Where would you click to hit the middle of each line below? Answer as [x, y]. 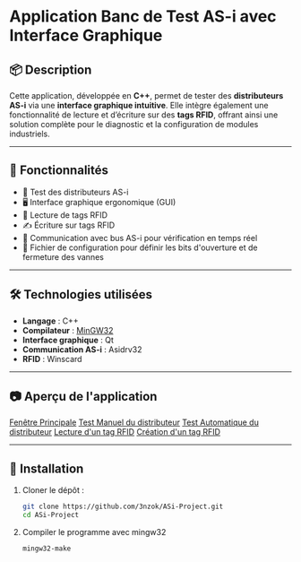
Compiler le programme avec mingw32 [94, 532]
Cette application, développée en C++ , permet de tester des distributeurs [146, 95]
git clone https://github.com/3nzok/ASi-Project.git [123, 507]
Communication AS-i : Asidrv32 [82, 349]
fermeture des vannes [63, 256]
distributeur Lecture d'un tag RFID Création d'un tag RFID [115, 432]
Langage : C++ [50, 321]
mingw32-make [47, 549]
